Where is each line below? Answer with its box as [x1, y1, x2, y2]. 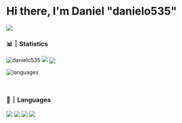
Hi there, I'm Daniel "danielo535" [6, 4, 177, 18]
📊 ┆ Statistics [6, 40, 49, 48]
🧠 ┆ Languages [6, 96, 51, 104]
